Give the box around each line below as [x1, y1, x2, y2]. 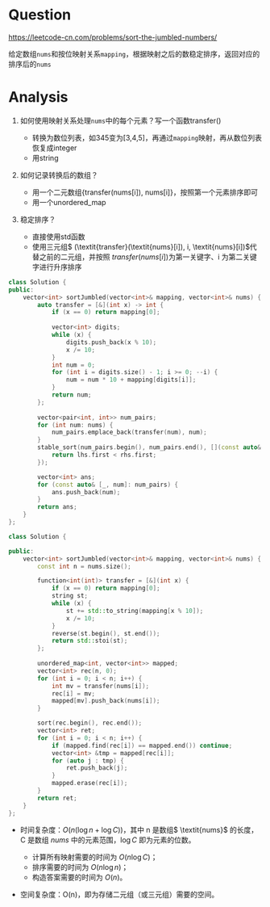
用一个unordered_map [31, 197, 106, 207]
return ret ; [37, 794, 78, 802]
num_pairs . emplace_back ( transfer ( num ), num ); [51, 428, 207, 437]
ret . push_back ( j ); [65, 764, 128, 772]
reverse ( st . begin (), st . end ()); [51, 629, 160, 637]
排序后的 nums [8, 59, 52, 69]
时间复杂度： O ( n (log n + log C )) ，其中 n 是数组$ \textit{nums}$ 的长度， [19, 825, 259, 834]
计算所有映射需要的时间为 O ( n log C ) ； [31, 852, 158, 862]
